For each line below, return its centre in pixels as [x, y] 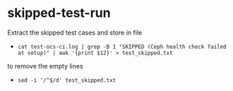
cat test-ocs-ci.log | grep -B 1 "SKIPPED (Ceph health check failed [122, 47]
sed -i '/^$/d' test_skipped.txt [67, 80]
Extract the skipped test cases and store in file [75, 32]
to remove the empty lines [45, 66]
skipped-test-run [59, 13]
